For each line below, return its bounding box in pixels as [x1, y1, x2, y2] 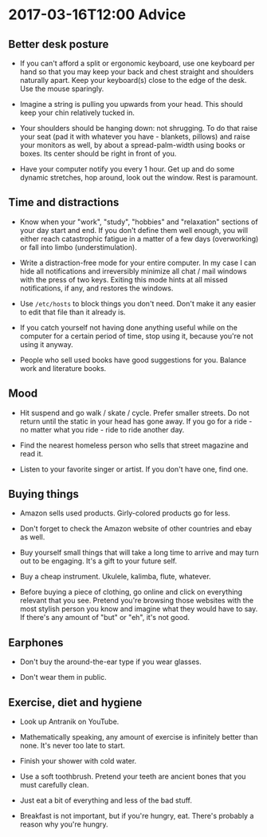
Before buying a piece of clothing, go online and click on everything [19, 587, 243, 597]
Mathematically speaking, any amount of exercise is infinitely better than [19, 732, 258, 742]
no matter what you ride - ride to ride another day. [19, 424, 185, 434]
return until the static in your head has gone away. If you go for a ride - [19, 417, 253, 426]
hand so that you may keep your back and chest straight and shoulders [19, 67, 254, 77]
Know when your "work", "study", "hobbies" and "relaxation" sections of [19, 217, 258, 227]
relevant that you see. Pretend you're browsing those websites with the [19, 596, 253, 606]
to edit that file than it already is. [19, 307, 126, 317]
